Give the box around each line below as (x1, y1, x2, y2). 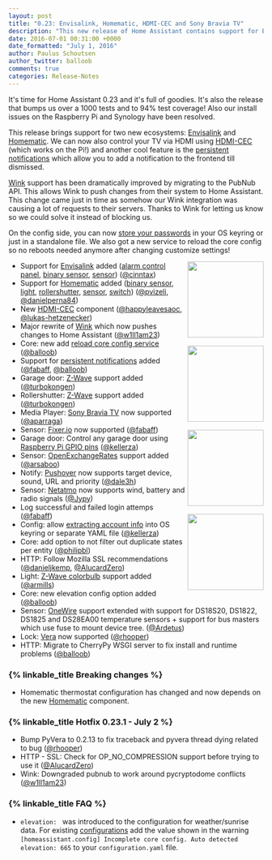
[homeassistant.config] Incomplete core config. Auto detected (19, 835, 239, 844)
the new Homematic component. (19, 695, 130, 706)
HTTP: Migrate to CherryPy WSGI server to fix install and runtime (19, 640, 237, 650)
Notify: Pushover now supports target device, (19, 467, 172, 477)
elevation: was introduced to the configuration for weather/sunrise (19, 816, 249, 826)
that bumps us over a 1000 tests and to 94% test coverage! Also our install (8, 103, 257, 113)
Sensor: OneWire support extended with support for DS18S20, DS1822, (19, 605, 257, 615)
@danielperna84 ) (19, 295, 79, 305)
